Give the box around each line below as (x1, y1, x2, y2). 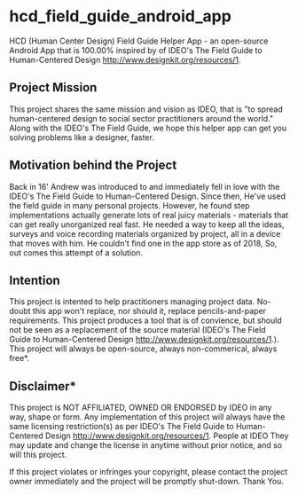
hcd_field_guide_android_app (9, 6, 232, 27)
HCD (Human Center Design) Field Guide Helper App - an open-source (9, 35, 269, 46)
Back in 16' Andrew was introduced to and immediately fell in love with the (9, 181, 280, 192)
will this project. (9, 450, 67, 460)
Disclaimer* (9, 379, 77, 394)
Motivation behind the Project (9, 158, 177, 173)
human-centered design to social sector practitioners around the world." (9, 113, 274, 123)
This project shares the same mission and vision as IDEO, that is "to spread (9, 104, 283, 114)
